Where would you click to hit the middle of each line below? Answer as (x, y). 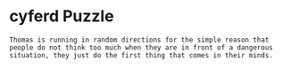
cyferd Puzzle (62, 16)
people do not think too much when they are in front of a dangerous (141, 47)
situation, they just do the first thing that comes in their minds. (141, 55)
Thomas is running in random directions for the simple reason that (139, 40)
